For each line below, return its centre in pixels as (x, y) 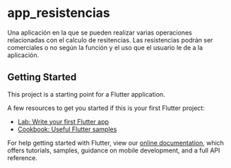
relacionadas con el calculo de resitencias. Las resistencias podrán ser (110, 40)
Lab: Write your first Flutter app (63, 121)
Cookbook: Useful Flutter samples (67, 129)
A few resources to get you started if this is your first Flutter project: (106, 108)
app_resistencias (59, 13)
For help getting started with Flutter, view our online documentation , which (116, 143)
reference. (22, 157)
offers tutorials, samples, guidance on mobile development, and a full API (114, 150)
